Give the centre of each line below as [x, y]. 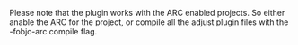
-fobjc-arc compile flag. [53, 31]
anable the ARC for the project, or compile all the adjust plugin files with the [149, 22]
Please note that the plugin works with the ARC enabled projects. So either [147, 13]
